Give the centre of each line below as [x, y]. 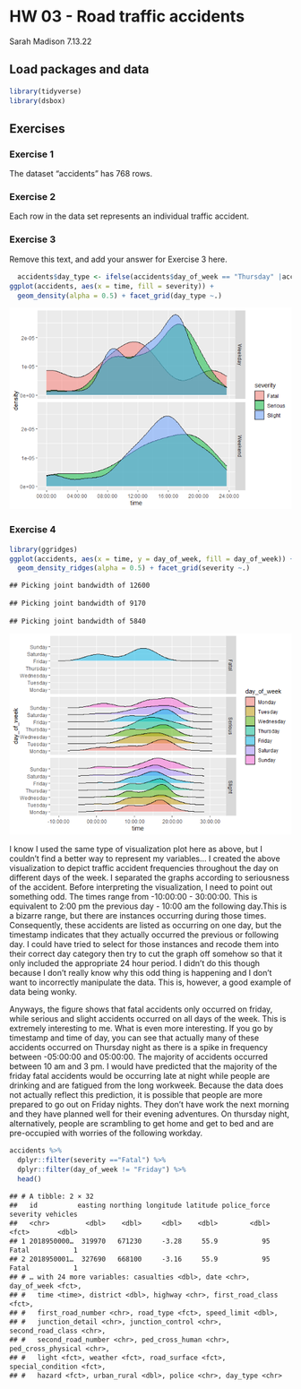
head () [30, 1179]
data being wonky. [43, 992]
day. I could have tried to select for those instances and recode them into [144, 945]
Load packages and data [79, 69]
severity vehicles [43, 1214]
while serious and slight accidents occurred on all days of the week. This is [148, 1019]
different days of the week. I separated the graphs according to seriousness [149, 878]
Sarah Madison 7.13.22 [51, 41]
